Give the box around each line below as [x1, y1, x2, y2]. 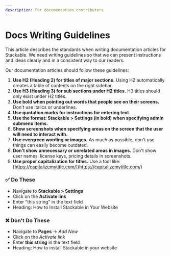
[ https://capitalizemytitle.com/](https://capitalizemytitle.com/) [12, 164, 143, 170]
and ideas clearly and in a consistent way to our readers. [5, 57, 125, 63]
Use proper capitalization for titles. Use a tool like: [12, 158, 121, 164]
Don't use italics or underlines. [12, 104, 78, 110]
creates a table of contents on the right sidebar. [12, 82, 113, 88]
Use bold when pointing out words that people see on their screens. [12, 98, 160, 105]
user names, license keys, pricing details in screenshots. [12, 152, 132, 159]
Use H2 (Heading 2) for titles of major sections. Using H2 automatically [12, 77, 165, 83]
